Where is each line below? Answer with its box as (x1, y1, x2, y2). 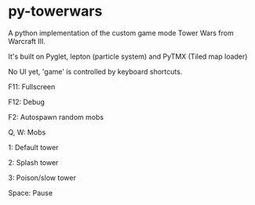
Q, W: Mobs (8, 128, 46, 137)
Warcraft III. (8, 36, 46, 45)
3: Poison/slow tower (8, 173, 76, 182)
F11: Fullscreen (8, 81, 56, 92)
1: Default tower (8, 142, 59, 152)
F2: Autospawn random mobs (8, 112, 104, 121)
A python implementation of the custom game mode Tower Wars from (8, 28, 234, 38)
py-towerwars (8, 2, 103, 20)
